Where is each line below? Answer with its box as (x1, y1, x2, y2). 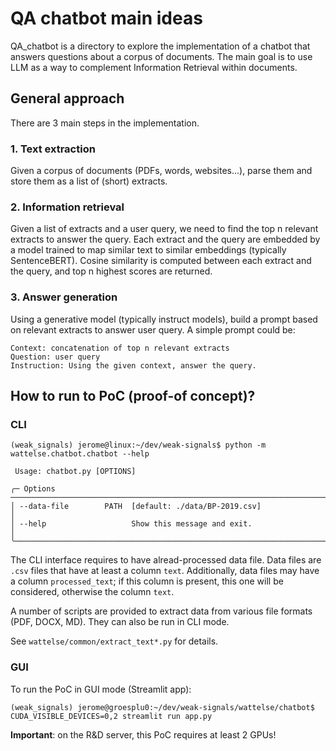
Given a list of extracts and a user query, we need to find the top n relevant (10, 223, 319, 235)
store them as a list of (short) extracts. (10, 175, 168, 187)
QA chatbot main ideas (10, 7, 203, 30)
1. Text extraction (10, 142, 96, 156)
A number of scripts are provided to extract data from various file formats (10, 605, 313, 617)
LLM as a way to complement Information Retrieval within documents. (10, 61, 298, 73)
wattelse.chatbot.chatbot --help (10, 449, 150, 459)
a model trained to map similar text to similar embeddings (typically (10, 244, 287, 256)
